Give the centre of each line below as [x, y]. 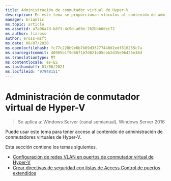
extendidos [24, 173]
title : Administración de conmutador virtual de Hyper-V [67, 10]
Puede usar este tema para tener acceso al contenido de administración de [84, 132]
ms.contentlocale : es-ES [32, 62]
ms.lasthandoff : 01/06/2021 [35, 67]
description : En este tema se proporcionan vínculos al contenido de [81, 15]
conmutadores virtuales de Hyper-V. [43, 137]
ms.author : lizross [26, 34]
